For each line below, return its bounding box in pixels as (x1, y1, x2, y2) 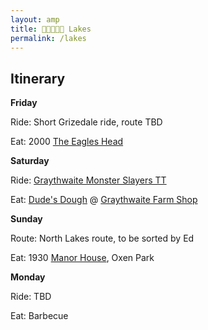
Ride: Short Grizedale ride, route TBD (10, 116, 163, 128)
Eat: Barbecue (10, 310, 69, 322)
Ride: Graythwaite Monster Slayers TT (10, 174, 167, 186)
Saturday (10, 155, 50, 167)
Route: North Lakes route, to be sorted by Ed (10, 232, 195, 245)
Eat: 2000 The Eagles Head (10, 136, 124, 148)
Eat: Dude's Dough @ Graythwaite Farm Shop (10, 194, 198, 206)
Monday (10, 271, 46, 283)
